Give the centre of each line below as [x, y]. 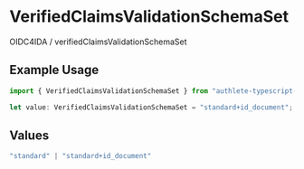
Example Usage [54, 70]
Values [29, 135]
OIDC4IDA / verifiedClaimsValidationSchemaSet [98, 42]
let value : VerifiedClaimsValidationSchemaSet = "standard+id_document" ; [152, 107]
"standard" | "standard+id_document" [81, 156]
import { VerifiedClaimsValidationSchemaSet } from [109, 91]
